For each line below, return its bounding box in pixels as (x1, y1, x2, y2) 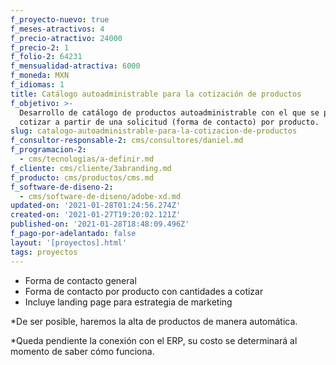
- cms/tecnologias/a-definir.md (19, 154, 155, 164)
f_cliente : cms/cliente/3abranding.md (10, 163, 172, 173)
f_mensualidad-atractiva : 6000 (10, 61, 141, 71)
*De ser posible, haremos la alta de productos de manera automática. (10, 315, 298, 327)
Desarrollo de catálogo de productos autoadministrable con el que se (19, 107, 320, 118)
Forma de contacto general (24, 274, 137, 286)
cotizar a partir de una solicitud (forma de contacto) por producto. (19, 117, 320, 127)
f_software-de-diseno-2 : (10, 182, 114, 192)
